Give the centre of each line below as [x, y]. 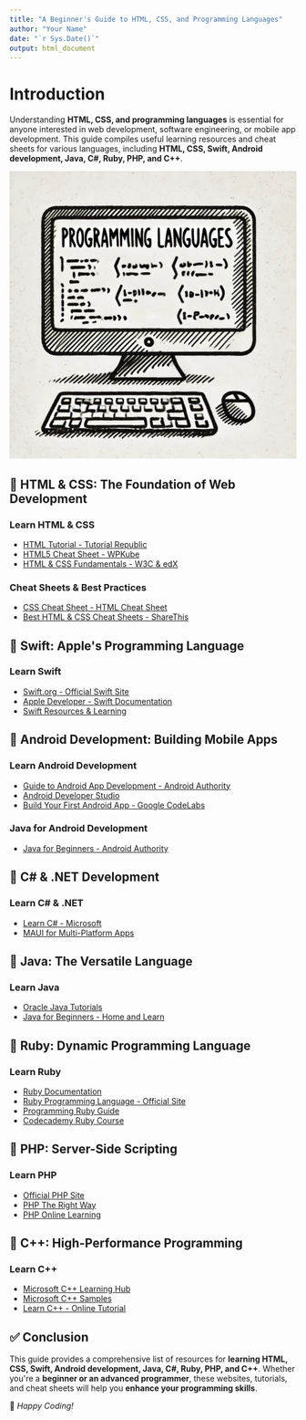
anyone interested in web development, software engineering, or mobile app [153, 130]
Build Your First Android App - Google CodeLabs [114, 805]
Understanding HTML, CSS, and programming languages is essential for [147, 120]
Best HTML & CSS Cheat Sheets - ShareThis [106, 617]
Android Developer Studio [71, 795]
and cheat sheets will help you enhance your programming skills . [133, 1388]
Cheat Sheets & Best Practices [78, 587]
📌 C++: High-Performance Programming [126, 1242]
